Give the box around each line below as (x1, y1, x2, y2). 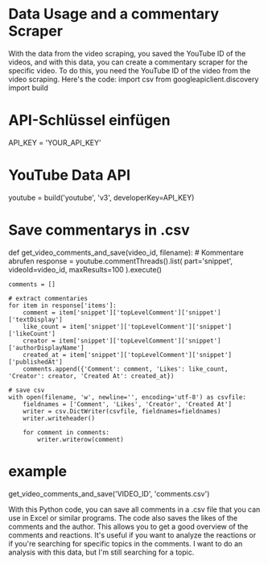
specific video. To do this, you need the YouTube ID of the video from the (8, 65, 251, 75)
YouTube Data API (8, 166, 131, 185)
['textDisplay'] (8, 315, 63, 323)
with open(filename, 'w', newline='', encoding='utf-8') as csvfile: (8, 393, 247, 401)
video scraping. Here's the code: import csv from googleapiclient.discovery (8, 74, 259, 84)
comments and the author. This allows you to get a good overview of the (8, 521, 249, 531)
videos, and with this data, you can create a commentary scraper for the (8, 57, 248, 67)
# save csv (8, 386, 45, 394)
